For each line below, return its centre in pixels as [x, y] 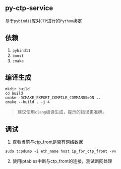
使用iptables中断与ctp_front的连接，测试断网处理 [62, 161]
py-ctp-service [29, 8]
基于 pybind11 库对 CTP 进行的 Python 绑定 [44, 21]
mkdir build [17, 89]
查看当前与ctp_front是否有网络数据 [48, 142]
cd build [14, 94]
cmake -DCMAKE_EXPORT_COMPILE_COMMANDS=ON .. [53, 98]
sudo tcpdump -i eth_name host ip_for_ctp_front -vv [61, 151]
